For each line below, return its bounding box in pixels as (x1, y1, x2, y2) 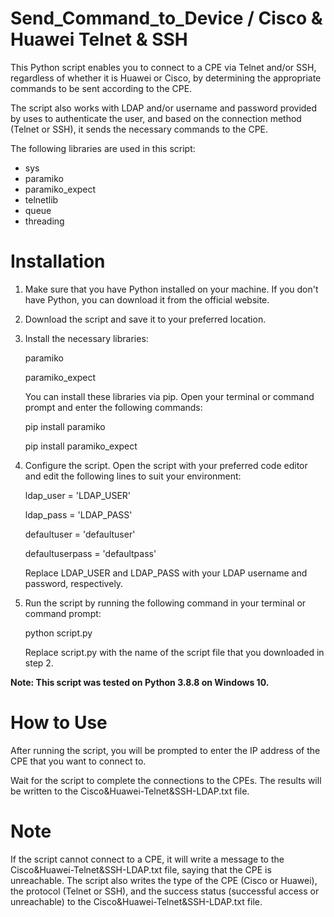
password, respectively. (24, 577, 124, 589)
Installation (10, 250, 106, 273)
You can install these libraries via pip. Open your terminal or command (24, 390, 315, 402)
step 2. (24, 657, 54, 669)
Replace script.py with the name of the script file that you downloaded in (24, 646, 325, 658)
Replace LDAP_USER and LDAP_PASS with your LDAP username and (24, 567, 308, 579)
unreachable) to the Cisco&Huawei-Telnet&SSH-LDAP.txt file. (10, 895, 263, 907)
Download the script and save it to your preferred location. (24, 313, 267, 325)
